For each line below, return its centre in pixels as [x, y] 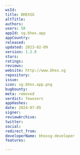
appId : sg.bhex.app [25, 33]
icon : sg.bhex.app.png [29, 84]
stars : [12, 56]
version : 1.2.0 [21, 52]
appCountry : [17, 38]
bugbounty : [16, 89]
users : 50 [15, 29]
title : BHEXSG [20, 15]
